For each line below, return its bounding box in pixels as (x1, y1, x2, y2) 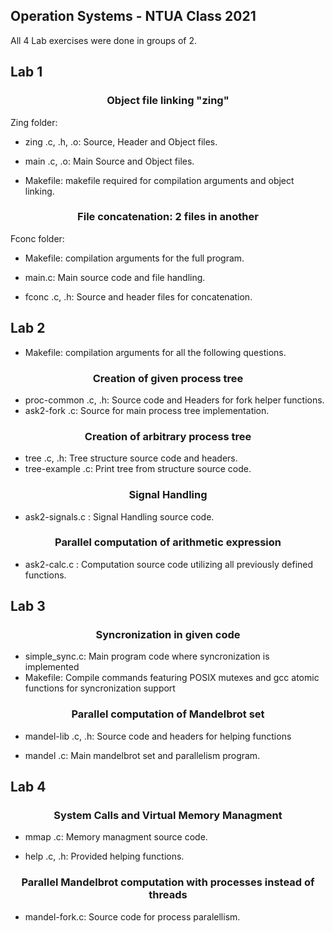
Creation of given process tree (92, 371, 244, 385)
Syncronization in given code (95, 628, 241, 642)
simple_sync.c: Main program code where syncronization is (24, 650, 270, 663)
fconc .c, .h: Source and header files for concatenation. (24, 290, 253, 303)
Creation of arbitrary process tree (84, 429, 252, 443)
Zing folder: (10, 116, 58, 128)
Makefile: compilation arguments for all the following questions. (24, 346, 287, 358)
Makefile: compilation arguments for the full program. (24, 252, 245, 264)
